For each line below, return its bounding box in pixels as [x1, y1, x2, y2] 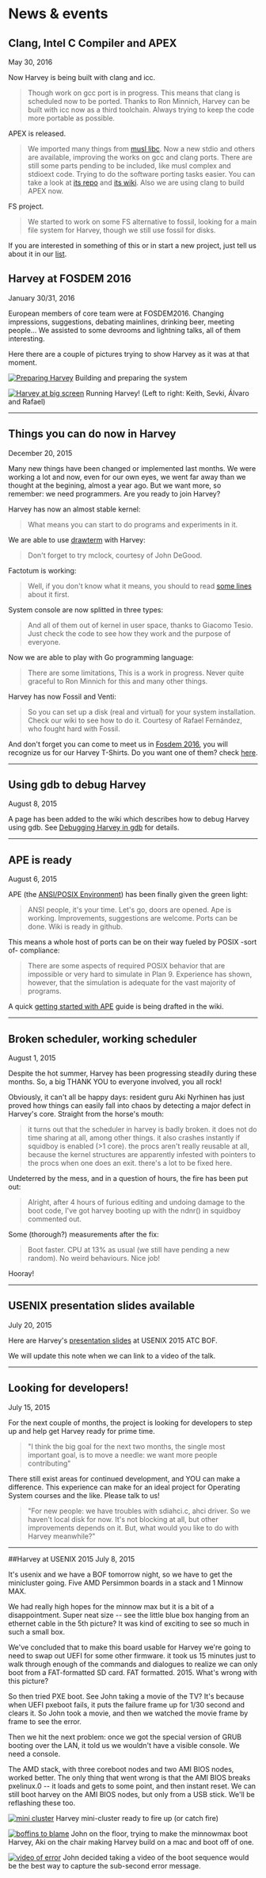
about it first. [27, 589, 70, 599]
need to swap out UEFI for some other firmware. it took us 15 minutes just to [8, 1650, 256, 1660]
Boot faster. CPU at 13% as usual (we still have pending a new [27, 1245, 230, 1255]
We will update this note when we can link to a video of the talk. [8, 1351, 216, 1360]
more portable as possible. [27, 113, 116, 123]
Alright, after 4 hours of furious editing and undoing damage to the [27, 1198, 245, 1207]
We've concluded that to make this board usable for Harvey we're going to [8, 1642, 251, 1652]
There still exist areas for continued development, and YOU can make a [8, 1474, 241, 1483]
